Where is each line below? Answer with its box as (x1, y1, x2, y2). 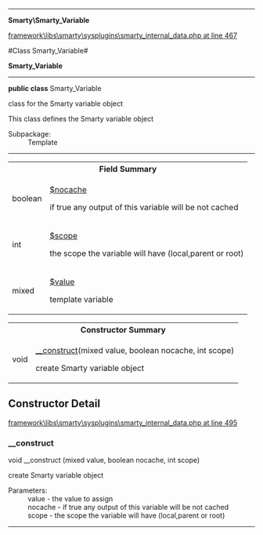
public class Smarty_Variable (8, 84, 102, 93)
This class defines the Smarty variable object (8, 115, 154, 123)
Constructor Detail (8, 397, 100, 410)
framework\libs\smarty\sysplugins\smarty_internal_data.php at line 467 (8, 31, 237, 40)
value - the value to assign (27, 494, 113, 504)
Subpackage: (8, 129, 51, 138)
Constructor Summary (80, 325, 166, 335)
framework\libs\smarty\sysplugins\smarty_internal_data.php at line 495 (8, 417, 238, 428)
